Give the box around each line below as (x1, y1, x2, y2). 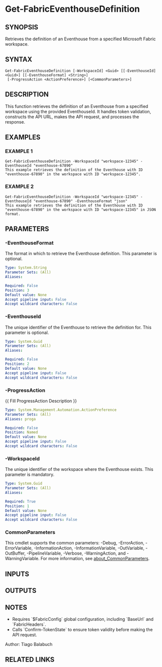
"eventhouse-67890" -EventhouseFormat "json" (33, 199, 128, 204)
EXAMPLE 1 (5, 148, 33, 154)
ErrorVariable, (5, 545, 33, 551)
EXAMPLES (5, 133, 40, 142)
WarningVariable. (5, 556, 40, 562)
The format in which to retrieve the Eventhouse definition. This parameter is (5, 251, 157, 257)
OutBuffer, (5, 550, 26, 556)
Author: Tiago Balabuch (5, 641, 53, 647)
